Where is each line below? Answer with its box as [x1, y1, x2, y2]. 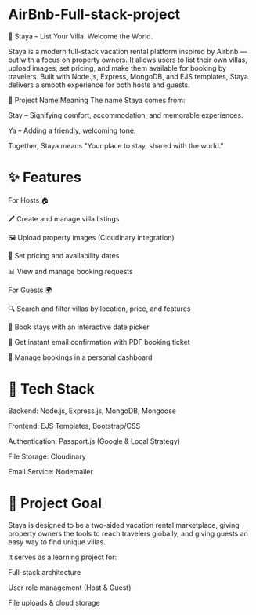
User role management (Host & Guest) [8, 583, 132, 592]
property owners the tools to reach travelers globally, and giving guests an [8, 529, 249, 538]
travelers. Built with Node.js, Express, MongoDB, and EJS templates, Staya [8, 71, 249, 81]
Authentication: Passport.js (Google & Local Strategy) [8, 436, 181, 445]
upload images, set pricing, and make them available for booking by [8, 63, 227, 72]
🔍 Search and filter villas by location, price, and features [8, 304, 191, 313]
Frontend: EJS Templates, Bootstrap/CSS [8, 421, 141, 430]
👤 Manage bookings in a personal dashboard [8, 352, 153, 362]
